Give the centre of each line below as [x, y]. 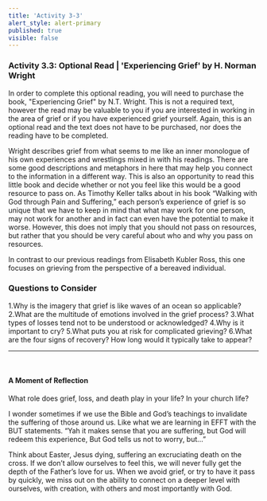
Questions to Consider [52, 288]
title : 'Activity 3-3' [46, 16]
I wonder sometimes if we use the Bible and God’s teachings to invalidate [128, 414]
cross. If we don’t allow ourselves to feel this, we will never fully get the [125, 464]
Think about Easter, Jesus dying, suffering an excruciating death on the [125, 455]
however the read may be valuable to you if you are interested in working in [132, 110]
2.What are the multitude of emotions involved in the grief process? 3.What [131, 314]
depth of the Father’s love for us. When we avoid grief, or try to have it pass [132, 472]
